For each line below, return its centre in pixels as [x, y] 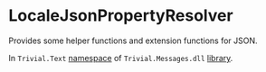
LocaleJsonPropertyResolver [121, 16]
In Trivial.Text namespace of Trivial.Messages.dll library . [121, 58]
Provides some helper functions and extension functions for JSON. [133, 40]
